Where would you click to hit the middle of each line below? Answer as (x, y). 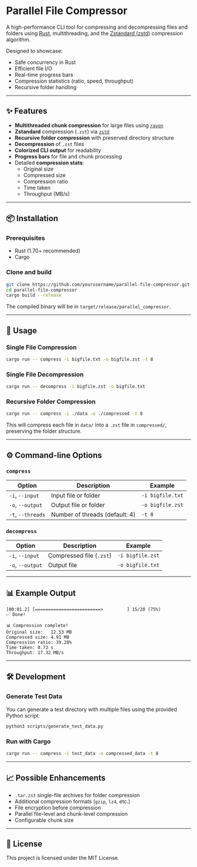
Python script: (23, 715)
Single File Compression (42, 347)
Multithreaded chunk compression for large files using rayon (89, 125)
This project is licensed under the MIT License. (63, 858)
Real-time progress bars (44, 74)
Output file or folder (78, 504)
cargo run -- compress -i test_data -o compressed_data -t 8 (82, 753)
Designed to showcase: (34, 50)
